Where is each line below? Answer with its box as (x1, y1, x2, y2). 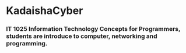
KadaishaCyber (6, 4, 83, 17)
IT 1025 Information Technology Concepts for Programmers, (6, 25, 181, 33)
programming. (6, 40, 48, 48)
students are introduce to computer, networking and (6, 32, 157, 40)
